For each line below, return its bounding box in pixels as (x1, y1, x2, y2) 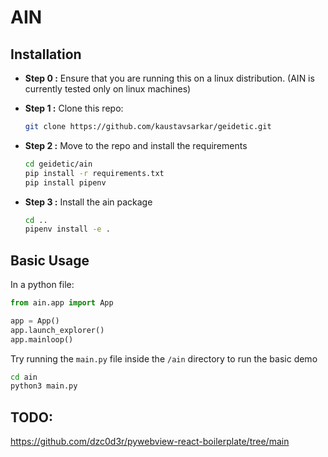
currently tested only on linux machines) (24, 83, 192, 95)
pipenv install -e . (24, 224, 111, 235)
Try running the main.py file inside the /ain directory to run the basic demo (10, 352, 318, 365)
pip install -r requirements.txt (24, 168, 165, 178)
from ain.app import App (10, 298, 114, 308)
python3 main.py (10, 381, 78, 391)
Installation (10, 46, 82, 63)
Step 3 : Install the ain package (24, 196, 153, 208)
